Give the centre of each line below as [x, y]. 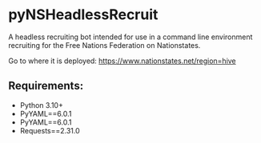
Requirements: [46, 86]
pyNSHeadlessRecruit [83, 15]
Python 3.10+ [42, 105]
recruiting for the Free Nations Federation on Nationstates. [104, 45]
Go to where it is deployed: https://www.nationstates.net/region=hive [122, 61]
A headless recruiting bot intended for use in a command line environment [130, 37]
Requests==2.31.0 [50, 130]
